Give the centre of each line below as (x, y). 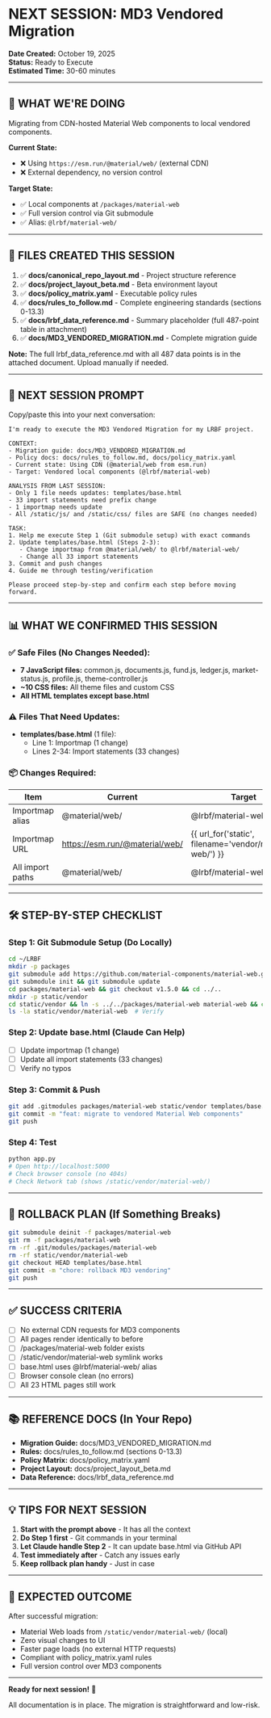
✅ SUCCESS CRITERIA (65, 1311)
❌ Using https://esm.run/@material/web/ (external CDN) (115, 163)
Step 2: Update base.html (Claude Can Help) (97, 1032)
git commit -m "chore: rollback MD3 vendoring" (90, 1270)
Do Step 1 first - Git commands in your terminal (98, 1538)
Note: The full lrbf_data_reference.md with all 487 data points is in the (125, 354)
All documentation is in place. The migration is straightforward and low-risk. (134, 1705)
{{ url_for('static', (223, 834)
